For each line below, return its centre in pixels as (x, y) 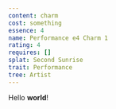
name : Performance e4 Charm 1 (58, 38)
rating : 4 (25, 45)
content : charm (33, 16)
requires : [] (30, 53)
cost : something (35, 23)
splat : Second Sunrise (46, 60)
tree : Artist (30, 75)
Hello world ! (29, 97)
